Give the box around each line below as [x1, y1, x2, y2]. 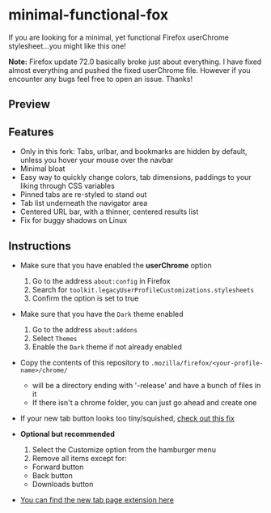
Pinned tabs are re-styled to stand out [19, 190, 147, 199]
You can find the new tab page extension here [19, 494, 174, 504]
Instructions [8, 239, 71, 253]
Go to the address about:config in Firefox [32, 276, 171, 285]
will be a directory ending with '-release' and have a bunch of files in [32, 380, 261, 390]
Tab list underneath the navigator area [19, 199, 148, 208]
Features [8, 125, 54, 139]
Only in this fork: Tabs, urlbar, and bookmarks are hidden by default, [19, 147, 248, 156]
